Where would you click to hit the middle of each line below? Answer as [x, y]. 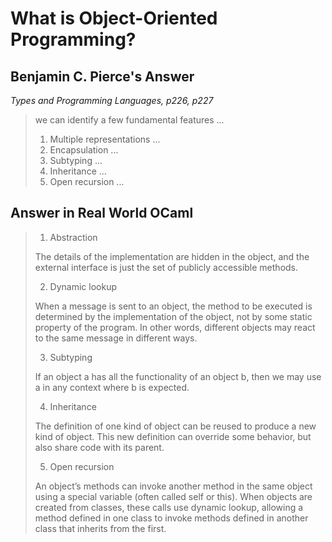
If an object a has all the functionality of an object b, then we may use [178, 376]
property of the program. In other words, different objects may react [175, 327]
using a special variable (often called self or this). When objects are [173, 496]
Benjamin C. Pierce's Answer [102, 76]
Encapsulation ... [84, 150]
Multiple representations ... [105, 139]
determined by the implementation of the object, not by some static [173, 316]
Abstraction [73, 237]
